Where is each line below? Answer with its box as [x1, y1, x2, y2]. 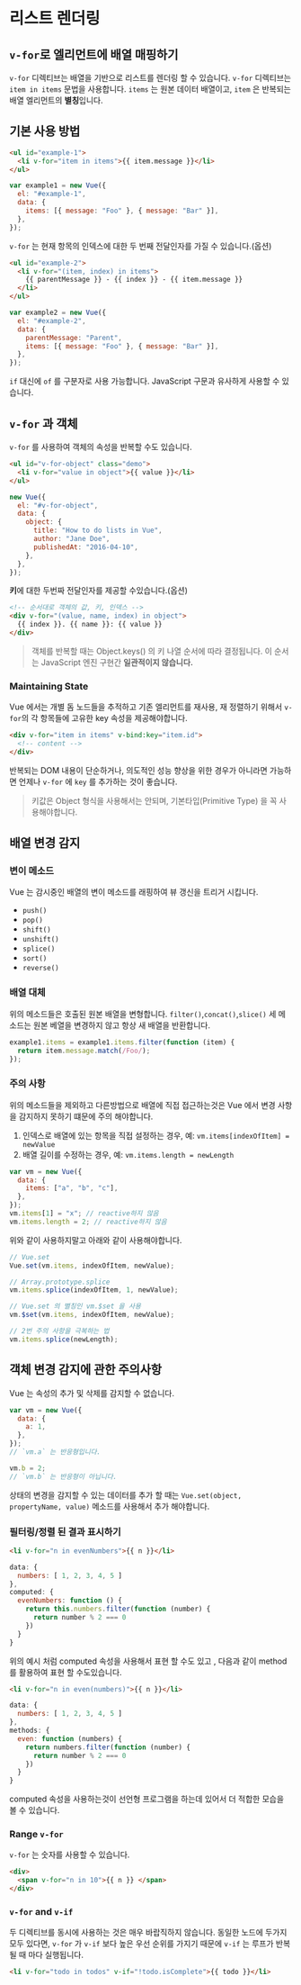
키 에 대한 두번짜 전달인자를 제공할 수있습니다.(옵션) [9, 585, 189, 596]
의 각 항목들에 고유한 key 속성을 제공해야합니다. [21, 713, 188, 724]
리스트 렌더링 [9, 8, 101, 29]
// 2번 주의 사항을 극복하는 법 [9, 1327, 110, 1336]
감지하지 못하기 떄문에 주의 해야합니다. [18, 1111, 154, 1122]
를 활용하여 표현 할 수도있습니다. [9, 1666, 123, 1677]
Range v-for [9, 1828, 65, 1841]
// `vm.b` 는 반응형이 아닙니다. [9, 1472, 118, 1481]
